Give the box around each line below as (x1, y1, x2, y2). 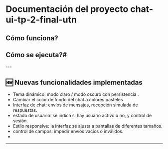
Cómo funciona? (5, 34, 58, 42)
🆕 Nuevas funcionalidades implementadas (5, 78, 143, 86)
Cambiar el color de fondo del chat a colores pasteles (12, 97, 123, 103)
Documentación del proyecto (5, 3, 129, 15)
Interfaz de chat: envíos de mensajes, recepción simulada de (12, 102, 139, 108)
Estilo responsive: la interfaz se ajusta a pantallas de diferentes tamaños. (12, 123, 163, 129)
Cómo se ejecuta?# (5, 51, 67, 59)
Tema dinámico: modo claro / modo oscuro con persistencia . (12, 91, 139, 97)
